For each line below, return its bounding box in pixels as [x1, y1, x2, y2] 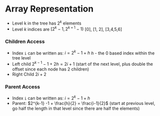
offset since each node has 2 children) [12, 66, 89, 72]
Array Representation [5, 3, 94, 14]
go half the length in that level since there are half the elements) [12, 105, 140, 111]
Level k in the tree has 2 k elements [12, 19, 81, 26]
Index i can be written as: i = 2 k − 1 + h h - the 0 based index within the [12, 49, 155, 56]
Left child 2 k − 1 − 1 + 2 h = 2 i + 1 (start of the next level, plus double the [12, 60, 153, 67]
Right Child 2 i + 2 [12, 71, 47, 77]
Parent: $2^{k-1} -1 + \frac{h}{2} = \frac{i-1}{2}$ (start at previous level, [12, 100, 156, 106]
